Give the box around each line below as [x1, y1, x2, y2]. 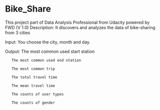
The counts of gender [11, 100, 55, 105]
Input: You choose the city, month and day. [5, 39, 91, 45]
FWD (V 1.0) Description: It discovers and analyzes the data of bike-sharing [5, 24, 156, 30]
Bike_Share [5, 3, 51, 15]
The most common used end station [11, 58, 81, 63]
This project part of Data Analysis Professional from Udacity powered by [5, 19, 150, 25]
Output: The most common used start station [5, 48, 95, 54]
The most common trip [11, 66, 55, 71]
